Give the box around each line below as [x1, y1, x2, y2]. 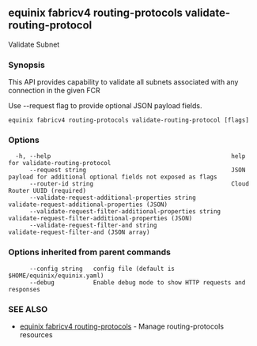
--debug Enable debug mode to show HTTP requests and [28, 278, 246, 287]
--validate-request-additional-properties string [28, 194, 196, 202]
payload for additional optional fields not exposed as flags [8, 173, 217, 181]
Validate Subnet [8, 39, 60, 49]
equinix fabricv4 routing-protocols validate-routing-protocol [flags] [8, 116, 249, 125]
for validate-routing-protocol [8, 160, 111, 167]
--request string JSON [28, 166, 246, 175]
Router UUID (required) [8, 187, 87, 195]
